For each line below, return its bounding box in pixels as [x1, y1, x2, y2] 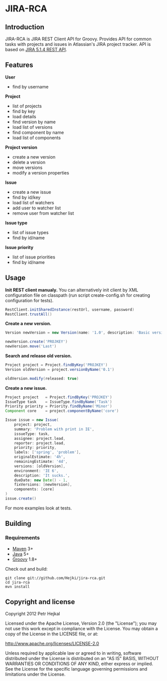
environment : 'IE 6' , [14, 468, 59, 473]
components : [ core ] [14, 487, 55, 492]
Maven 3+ [12, 545, 33, 552]
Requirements [5, 534, 40, 541]
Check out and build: [5, 566, 48, 572]
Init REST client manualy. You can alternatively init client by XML [5, 287, 138, 293]
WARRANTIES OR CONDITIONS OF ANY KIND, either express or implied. [5, 661, 153, 667]
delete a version [12, 159, 46, 165]
